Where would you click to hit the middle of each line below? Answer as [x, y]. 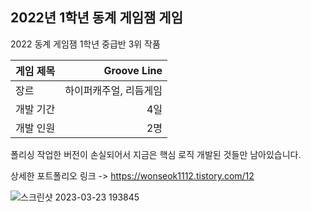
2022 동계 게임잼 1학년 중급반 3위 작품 [85, 44]
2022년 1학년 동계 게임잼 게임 [96, 18]
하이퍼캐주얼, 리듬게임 [113, 90]
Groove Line [133, 70]
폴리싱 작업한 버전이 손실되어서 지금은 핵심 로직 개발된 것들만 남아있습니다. [156, 154]
